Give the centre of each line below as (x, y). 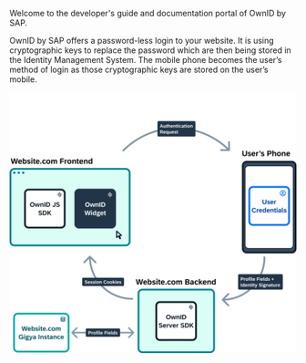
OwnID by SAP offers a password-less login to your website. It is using (142, 41)
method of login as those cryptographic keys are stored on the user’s (139, 69)
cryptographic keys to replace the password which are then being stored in (150, 50)
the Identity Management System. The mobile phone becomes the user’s (146, 60)
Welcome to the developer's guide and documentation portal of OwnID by (148, 13)
